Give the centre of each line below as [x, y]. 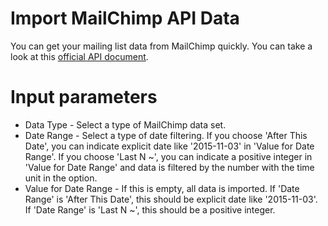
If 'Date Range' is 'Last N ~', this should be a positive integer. [150, 209]
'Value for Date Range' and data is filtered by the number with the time [169, 167]
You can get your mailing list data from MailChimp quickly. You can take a [161, 46]
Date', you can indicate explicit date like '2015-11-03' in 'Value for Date [169, 146]
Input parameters [84, 97]
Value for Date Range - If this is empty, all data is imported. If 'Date [162, 188]
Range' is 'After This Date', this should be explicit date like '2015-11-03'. [171, 199]
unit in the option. [61, 178]
